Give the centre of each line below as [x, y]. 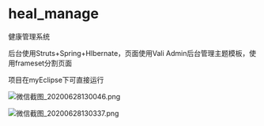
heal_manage [53, 14]
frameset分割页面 [43, 63]
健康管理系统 [29, 36]
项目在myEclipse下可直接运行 [56, 80]
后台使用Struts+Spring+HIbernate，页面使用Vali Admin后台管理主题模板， [129, 53]
